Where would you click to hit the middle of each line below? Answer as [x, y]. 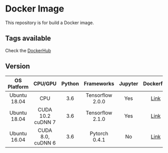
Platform [18, 87]
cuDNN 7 [45, 122]
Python [70, 83]
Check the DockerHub [28, 50]
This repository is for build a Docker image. [49, 23]
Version [17, 66]
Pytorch [99, 133]
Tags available [28, 38]
